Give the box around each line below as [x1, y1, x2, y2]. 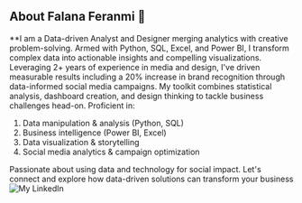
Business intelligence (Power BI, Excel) [22, 127, 167, 138]
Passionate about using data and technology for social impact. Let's [9, 163, 261, 174]
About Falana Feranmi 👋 [9, 9, 146, 24]
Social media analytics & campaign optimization [22, 146, 200, 157]
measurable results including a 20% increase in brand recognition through [9, 71, 286, 82]
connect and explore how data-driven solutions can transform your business [9, 173, 294, 184]
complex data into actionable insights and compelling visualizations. [9, 51, 262, 63]
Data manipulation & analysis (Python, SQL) [22, 117, 185, 128]
